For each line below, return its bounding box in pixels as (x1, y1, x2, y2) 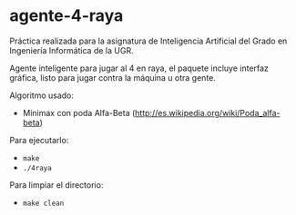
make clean (22, 199, 65, 208)
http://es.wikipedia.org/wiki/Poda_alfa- (135, 107, 281, 118)
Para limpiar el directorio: (9, 179, 104, 191)
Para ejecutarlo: (9, 134, 69, 145)
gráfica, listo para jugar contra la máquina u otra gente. (9, 72, 217, 83)
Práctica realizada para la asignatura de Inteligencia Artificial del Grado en (9, 35, 288, 46)
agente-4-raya (9, 5, 124, 26)
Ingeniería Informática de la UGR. (9, 44, 134, 55)
